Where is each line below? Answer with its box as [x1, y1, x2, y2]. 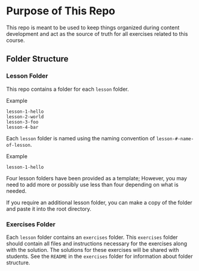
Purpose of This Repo [6, 4, 115, 18]
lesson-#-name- [156, 135, 194, 141]
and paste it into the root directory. [6, 205, 91, 213]
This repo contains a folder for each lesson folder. [6, 85, 129, 93]
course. [6, 36, 25, 44]
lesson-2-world [6, 113, 44, 120]
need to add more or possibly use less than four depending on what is [6, 181, 179, 188]
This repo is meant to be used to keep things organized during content [6, 24, 180, 31]
